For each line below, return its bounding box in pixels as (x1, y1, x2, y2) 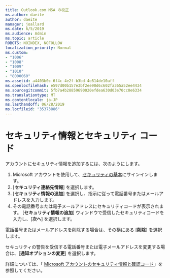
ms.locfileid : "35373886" (5, 107, 60, 112)
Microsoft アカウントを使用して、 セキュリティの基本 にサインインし (12, 171, 154, 177)
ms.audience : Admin (5, 31, 47, 36)
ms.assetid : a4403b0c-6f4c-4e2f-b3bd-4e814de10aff (5, 78, 115, 83)
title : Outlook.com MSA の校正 (5, 7, 70, 13)
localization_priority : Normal (5, 45, 72, 50)
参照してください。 (5, 267, 46, 273)
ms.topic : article (5, 36, 44, 41)
